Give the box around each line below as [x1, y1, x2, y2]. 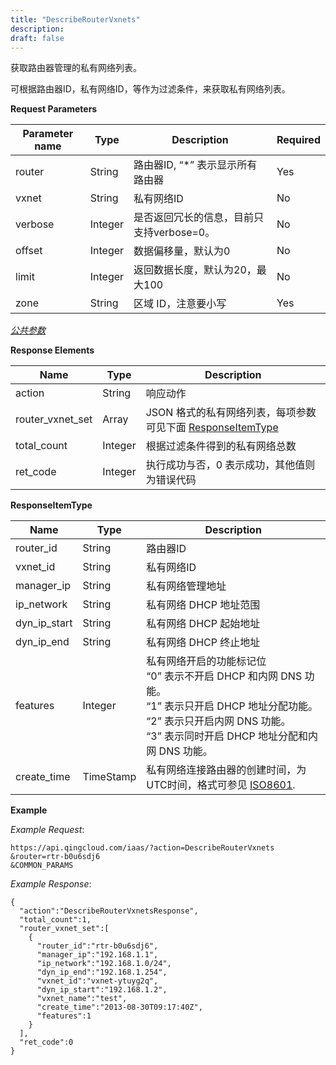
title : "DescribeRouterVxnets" [10, 14, 141, 25]
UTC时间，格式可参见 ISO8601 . [146, 778, 296, 792]
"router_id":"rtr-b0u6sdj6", [36, 941, 159, 951]
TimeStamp [82, 770, 137, 784]
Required [276, 133, 321, 147]
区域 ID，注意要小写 [133, 297, 227, 311]
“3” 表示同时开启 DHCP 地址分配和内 [146, 729, 319, 743]
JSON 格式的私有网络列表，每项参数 [145, 406, 317, 420]
